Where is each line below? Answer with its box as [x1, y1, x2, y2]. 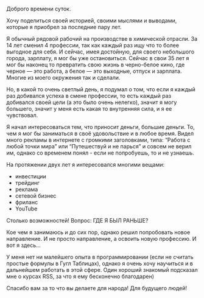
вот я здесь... [6, 241, 41, 249]
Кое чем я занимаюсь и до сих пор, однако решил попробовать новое [6, 229, 191, 236]
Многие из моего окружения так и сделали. [6, 74, 121, 81]
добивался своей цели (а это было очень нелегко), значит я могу [6, 99, 177, 106]
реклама [15, 185, 38, 193]
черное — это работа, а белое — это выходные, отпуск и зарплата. [6, 68, 182, 75]
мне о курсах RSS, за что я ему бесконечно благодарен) [6, 273, 154, 280]
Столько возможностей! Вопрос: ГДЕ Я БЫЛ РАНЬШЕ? [6, 217, 149, 224]
